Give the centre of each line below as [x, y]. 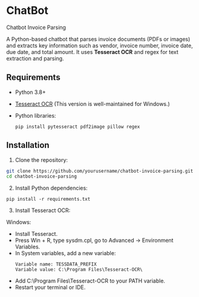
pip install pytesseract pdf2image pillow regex [77, 127]
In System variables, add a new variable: [65, 253]
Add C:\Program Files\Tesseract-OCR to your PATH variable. [90, 281]
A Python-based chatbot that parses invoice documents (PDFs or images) [98, 39]
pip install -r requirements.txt [48, 199]
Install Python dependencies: [51, 188]
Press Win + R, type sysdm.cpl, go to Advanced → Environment [94, 241]
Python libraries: [35, 115]
